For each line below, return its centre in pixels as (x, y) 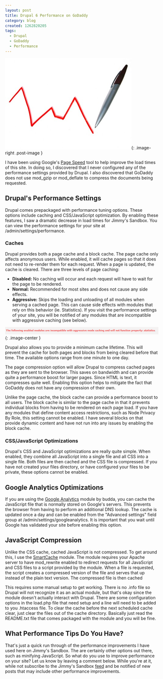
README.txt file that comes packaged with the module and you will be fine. (81, 618)
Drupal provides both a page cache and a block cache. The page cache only (82, 254)
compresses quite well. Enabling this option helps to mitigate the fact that (79, 383)
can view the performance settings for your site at (55, 225)
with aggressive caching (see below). (50, 320)
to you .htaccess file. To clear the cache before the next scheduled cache (79, 608)
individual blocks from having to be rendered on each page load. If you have (81, 407)
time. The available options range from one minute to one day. (67, 357)
